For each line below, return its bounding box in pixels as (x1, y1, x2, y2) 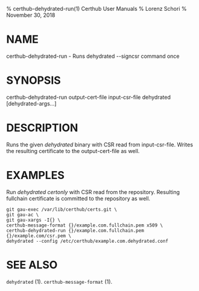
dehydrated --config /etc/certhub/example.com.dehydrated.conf (6, 238, 169, 244)
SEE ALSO (6, 258, 58, 272)
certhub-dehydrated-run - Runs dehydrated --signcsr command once (6, 52, 180, 60)
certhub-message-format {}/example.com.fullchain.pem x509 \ (6, 222, 163, 228)
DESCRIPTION (6, 121, 78, 135)
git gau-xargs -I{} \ (6, 217, 61, 223)
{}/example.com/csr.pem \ (6, 233, 71, 239)
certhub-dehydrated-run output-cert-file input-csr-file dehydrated (6, 93, 171, 101)
